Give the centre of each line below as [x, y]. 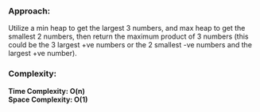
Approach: [29, 11]
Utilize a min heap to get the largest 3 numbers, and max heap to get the [127, 28]
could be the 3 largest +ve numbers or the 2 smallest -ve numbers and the [130, 45]
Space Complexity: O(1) [48, 99]
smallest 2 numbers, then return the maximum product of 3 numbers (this [128, 36]
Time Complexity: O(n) [47, 91]
